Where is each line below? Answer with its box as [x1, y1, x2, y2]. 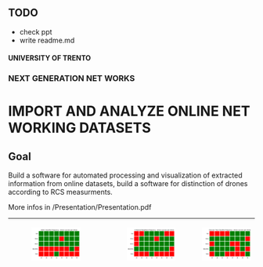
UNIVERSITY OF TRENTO [8, 53, 92, 63]
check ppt [19, 27, 52, 36]
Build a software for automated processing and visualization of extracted [8, 170, 243, 180]
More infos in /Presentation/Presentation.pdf [8, 203, 152, 212]
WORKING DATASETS [8, 119, 151, 137]
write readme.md [19, 35, 75, 45]
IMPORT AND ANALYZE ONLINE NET [8, 102, 250, 120]
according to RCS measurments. [8, 188, 113, 197]
